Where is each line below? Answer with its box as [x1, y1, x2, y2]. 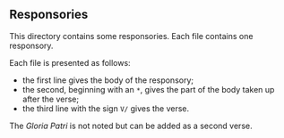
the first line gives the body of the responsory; [22, 75, 194, 85]
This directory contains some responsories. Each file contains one [9, 30, 254, 41]
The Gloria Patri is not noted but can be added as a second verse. [9, 120, 253, 131]
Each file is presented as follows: [9, 57, 132, 68]
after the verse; [22, 93, 79, 104]
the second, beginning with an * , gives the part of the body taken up [22, 84, 275, 94]
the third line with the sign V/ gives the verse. [22, 102, 190, 114]
